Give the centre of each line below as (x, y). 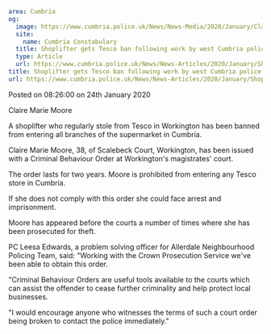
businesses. (28, 296)
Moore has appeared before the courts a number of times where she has (129, 223)
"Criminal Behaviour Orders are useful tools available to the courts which (129, 279)
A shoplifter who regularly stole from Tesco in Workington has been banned (134, 126)
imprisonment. (32, 207)
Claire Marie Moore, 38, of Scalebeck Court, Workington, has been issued (131, 150)
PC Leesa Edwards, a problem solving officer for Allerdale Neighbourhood (131, 247)
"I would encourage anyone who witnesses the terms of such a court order (133, 312)
